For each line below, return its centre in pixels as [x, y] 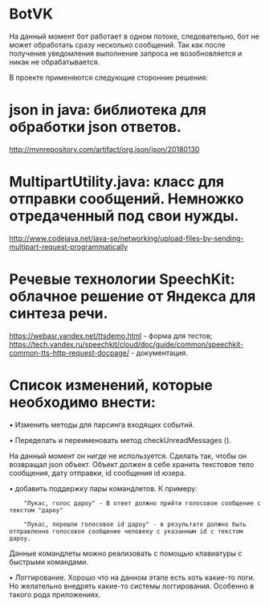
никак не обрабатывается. [55, 62]
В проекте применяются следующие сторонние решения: [108, 77]
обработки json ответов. [95, 127]
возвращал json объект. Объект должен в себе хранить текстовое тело [132, 464]
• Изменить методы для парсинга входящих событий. [102, 424]
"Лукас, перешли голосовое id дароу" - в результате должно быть [135, 524]
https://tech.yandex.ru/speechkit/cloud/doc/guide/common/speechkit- [126, 344]
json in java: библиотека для [108, 110]
